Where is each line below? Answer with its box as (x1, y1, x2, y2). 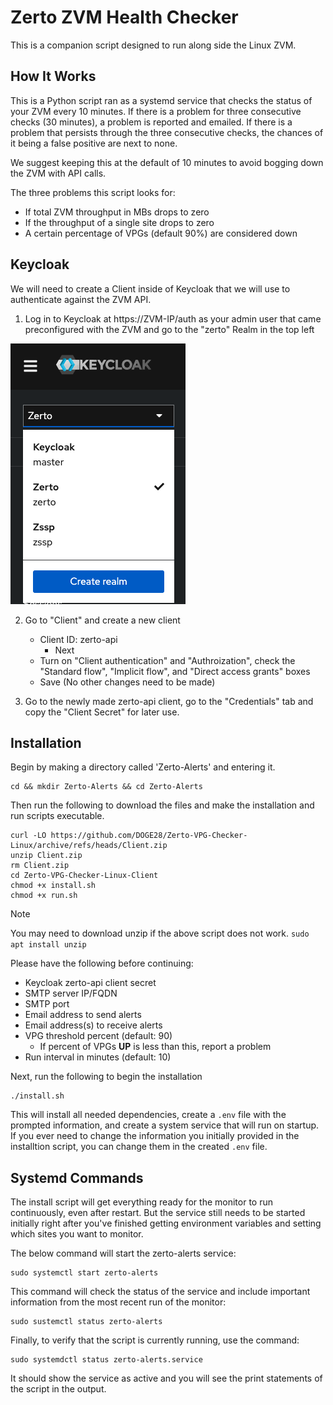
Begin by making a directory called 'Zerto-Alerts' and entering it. (10, 761, 276, 773)
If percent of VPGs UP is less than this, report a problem (39, 1041, 272, 1053)
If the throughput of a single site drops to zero (24, 216, 215, 228)
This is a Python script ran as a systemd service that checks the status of (10, 94, 313, 106)
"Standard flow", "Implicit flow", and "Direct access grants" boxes (39, 665, 311, 677)
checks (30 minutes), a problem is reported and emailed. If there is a (10, 116, 293, 128)
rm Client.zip (10, 861, 70, 871)
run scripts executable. (10, 810, 105, 822)
